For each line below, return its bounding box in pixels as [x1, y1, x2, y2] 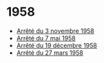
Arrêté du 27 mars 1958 [16, 49, 83, 57]
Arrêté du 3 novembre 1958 [16, 27, 94, 35]
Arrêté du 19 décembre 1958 [16, 41, 98, 49]
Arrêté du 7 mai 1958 [16, 34, 76, 42]
